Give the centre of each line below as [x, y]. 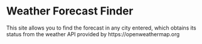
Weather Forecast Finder [70, 11]
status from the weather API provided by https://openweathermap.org [93, 34]
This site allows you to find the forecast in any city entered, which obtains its [101, 28]
